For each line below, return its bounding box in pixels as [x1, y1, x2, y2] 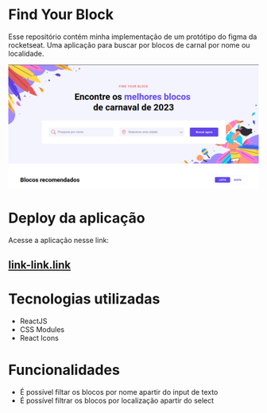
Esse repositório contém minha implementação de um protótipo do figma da [8, 32, 257, 41]
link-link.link [8, 258, 72, 272]
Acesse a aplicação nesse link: [8, 235, 110, 245]
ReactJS [19, 316, 48, 326]
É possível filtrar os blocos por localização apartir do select [19, 396, 215, 406]
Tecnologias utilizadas [8, 290, 161, 308]
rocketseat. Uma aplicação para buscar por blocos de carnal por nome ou [8, 40, 250, 49]
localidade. [8, 48, 44, 58]
